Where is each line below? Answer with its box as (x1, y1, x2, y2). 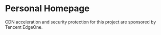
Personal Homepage (5, 3, 90, 14)
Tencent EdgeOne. (5, 24, 43, 30)
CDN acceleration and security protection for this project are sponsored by (5, 19, 156, 25)
